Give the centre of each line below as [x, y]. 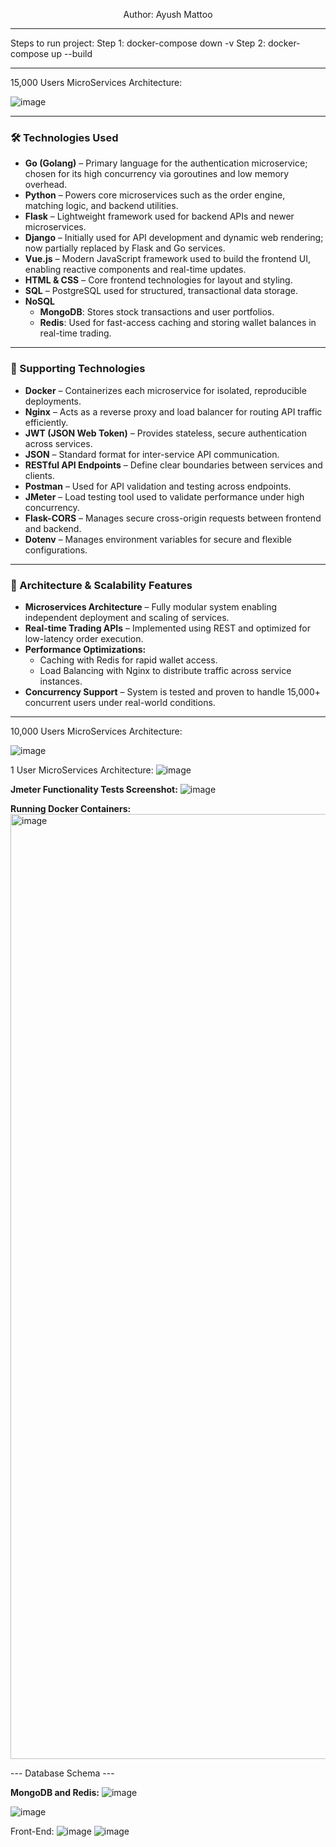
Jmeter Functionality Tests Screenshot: [94, 789]
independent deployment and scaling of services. [127, 617]
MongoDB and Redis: [55, 1792]
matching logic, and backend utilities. [101, 206]
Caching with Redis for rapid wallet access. [128, 660]
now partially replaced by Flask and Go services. [125, 248]
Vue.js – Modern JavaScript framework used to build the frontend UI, [168, 259]
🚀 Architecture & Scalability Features [101, 585]
